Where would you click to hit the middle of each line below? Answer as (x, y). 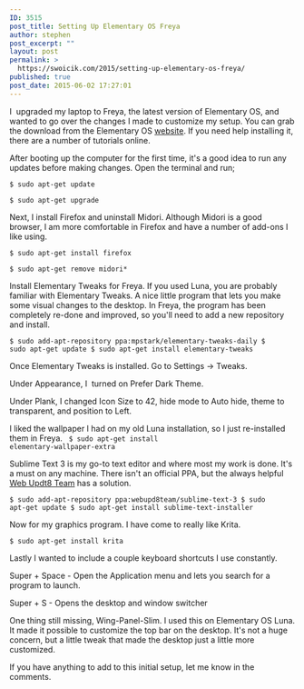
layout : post (34, 52)
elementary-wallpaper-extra (63, 446)
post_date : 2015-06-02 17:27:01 (70, 85)
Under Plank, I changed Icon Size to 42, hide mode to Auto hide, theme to (147, 401)
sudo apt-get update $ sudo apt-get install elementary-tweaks (132, 349)
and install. (30, 325)
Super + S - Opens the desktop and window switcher (109, 603)
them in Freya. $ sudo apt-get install (84, 438)
